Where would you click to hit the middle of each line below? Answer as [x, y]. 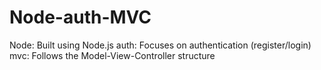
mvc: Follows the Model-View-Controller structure [112, 55]
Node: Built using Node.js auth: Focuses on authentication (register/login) [160, 45]
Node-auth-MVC [80, 17]
